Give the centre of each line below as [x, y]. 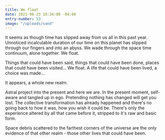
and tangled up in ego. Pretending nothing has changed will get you [88, 98]
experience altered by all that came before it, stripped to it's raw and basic [81, 113]
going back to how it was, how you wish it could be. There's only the [75, 108]
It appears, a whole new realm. [37, 83]
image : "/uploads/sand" [30, 23]
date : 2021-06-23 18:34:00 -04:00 [41, 14]
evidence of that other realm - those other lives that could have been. [76, 133]
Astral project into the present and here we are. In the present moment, [77, 92]
